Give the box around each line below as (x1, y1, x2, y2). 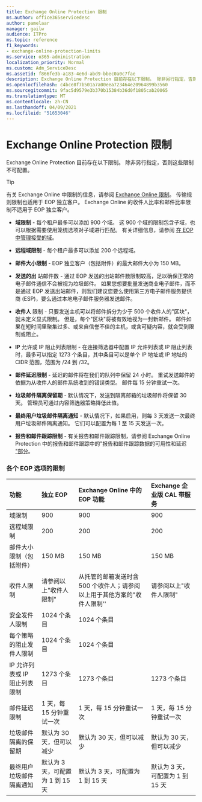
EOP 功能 (78, 495, 105, 503)
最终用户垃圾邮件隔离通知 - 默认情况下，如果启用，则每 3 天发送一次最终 (14, 412, 195, 420)
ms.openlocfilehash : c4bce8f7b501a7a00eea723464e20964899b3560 (6, 82, 168, 88)
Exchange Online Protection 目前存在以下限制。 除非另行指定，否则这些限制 (6, 159, 194, 166)
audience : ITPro (6, 31, 47, 37)
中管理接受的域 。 (14, 234, 58, 242)
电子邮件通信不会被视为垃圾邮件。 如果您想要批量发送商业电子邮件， (14, 280, 185, 287)
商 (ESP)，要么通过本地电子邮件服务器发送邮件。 (14, 295, 136, 303)
